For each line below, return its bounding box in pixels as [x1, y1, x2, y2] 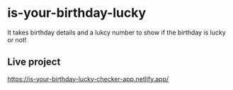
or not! [7, 35, 27, 44]
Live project [7, 56, 61, 68]
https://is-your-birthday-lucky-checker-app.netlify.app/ [7, 75, 169, 83]
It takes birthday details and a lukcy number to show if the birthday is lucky [7, 28, 227, 37]
